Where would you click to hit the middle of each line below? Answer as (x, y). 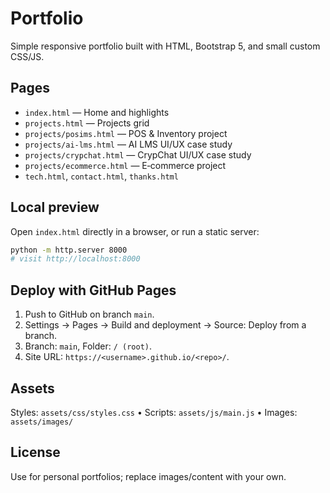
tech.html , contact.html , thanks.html (101, 176)
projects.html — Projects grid (87, 123)
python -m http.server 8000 (69, 250)
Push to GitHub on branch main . (89, 314)
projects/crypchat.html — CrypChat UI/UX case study (138, 154)
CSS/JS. (27, 56)
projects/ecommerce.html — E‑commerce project (125, 165)
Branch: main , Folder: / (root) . (88, 346)
